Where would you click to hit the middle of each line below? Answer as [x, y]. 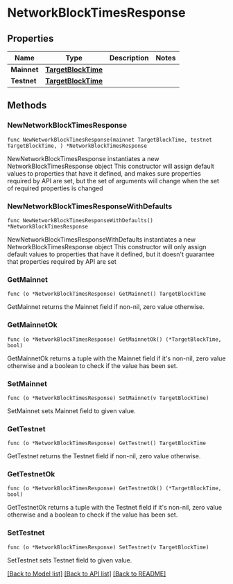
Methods [27, 106]
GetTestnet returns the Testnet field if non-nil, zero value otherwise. [104, 456]
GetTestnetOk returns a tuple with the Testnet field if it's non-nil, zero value [115, 508]
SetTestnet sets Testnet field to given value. [70, 560]
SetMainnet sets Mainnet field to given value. [72, 410]
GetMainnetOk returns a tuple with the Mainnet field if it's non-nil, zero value [116, 358]
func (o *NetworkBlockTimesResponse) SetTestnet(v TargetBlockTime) [108, 547]
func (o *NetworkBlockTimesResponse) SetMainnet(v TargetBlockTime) [108, 398]
